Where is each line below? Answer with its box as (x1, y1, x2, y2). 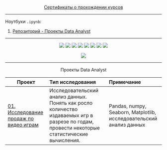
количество (49, 106, 78, 113)
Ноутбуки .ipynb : (5, 18, 42, 24)
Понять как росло (49, 100, 93, 106)
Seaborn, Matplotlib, (109, 109, 157, 116)
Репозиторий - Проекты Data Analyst (12, 28, 91, 34)
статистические (49, 131, 88, 138)
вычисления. (49, 137, 81, 144)
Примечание (109, 79, 141, 85)
